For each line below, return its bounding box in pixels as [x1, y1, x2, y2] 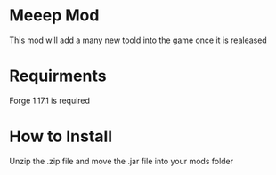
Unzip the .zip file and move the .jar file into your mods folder [9, 155, 234, 166]
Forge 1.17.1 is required [9, 95, 91, 106]
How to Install [9, 126, 113, 147]
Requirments [9, 66, 107, 86]
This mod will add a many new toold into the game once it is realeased [9, 35, 267, 45]
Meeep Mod [9, 5, 100, 26]
